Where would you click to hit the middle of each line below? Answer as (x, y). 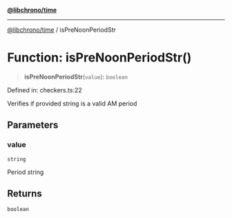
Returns (25, 194)
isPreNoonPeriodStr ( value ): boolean (76, 77)
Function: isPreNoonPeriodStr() (99, 58)
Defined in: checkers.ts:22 (45, 90)
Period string (26, 172)
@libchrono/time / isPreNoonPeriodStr (61, 30)
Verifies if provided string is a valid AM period (72, 103)
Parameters (33, 125)
